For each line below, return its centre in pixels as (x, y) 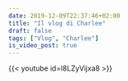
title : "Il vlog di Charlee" (57, 23)
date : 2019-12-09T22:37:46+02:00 (64, 16)
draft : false (30, 30)
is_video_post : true (43, 46)
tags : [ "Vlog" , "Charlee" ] (54, 38)
